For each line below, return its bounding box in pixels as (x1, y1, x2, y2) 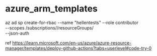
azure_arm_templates (5, 3, 98, 14)
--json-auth (5, 30, 29, 36)
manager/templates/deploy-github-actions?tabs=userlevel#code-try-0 (5, 45, 152, 51)
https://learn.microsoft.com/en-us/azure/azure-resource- (12, 39, 132, 45)
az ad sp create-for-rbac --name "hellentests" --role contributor (5, 19, 139, 25)
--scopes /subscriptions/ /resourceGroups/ (5, 24, 94, 30)
